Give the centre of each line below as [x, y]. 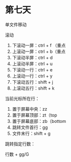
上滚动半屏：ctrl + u [32, 64]
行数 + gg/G [17, 154]
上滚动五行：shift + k [33, 88]
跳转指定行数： [20, 144]
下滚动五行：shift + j [33, 82]
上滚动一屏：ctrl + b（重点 [39, 51]
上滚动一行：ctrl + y [32, 76]
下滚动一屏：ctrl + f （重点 [39, 45]
